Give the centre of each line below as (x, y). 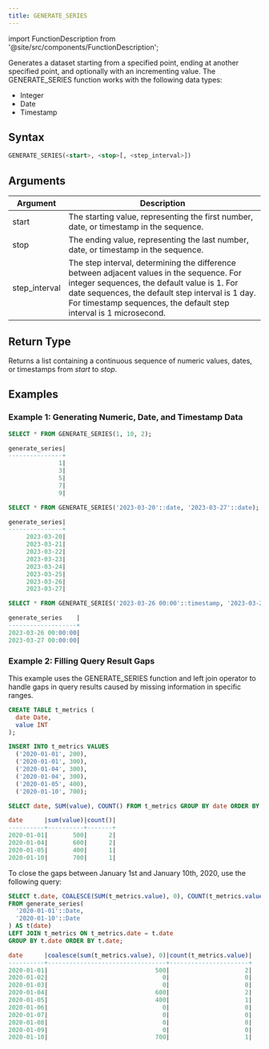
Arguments (37, 181)
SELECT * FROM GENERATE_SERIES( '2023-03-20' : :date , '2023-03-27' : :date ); (134, 507)
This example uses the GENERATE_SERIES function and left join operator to (132, 678)
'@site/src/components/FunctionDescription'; (83, 47)
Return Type (40, 341)
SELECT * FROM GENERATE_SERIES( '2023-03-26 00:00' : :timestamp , (116, 603)
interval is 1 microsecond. (117, 313)
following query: (35, 882)
